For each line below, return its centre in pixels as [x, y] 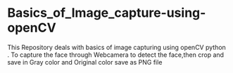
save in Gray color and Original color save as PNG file [85, 62]
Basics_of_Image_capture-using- [107, 13]
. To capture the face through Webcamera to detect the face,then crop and [115, 55]
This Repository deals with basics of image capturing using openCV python [117, 47]
